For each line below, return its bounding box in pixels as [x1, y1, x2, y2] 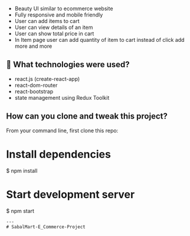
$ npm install [6, 167, 38, 174]
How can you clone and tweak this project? [6, 112, 168, 122]
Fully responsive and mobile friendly [14, 11, 103, 18]
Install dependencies [6, 147, 111, 161]
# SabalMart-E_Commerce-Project [6, 224, 86, 230]
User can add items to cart [14, 18, 80, 24]
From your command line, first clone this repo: [6, 127, 119, 134]
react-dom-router [14, 81, 58, 88]
